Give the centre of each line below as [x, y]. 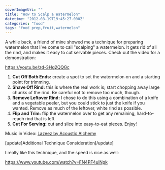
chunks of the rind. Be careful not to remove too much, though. [76, 93]
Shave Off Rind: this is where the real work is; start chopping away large [86, 87]
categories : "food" [25, 23]
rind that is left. [40, 119]
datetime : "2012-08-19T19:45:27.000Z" [45, 19]
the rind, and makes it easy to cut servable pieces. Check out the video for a [82, 53]
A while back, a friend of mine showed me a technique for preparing [74, 42]
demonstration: [20, 58]
